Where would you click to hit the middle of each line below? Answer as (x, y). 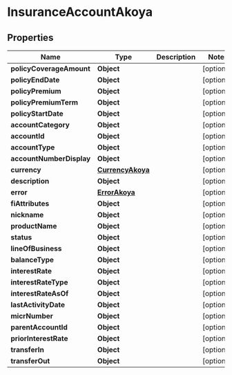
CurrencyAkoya (123, 170)
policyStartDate (37, 113)
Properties (30, 38)
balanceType (32, 260)
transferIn (28, 350)
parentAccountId (39, 327)
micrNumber (32, 316)
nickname (27, 215)
